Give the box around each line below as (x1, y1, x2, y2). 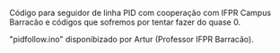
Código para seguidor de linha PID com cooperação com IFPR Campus (9, 8, 272, 18)
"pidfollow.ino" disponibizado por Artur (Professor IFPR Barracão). (9, 34, 254, 44)
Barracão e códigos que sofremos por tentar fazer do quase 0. (9, 17, 241, 27)
